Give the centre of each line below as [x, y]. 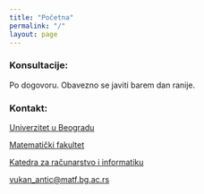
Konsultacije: [39, 65]
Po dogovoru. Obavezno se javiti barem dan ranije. [102, 85]
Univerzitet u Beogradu [52, 127]
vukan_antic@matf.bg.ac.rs [59, 179]
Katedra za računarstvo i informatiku [76, 162]
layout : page [34, 34]
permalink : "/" [38, 26]
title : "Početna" [42, 17]
